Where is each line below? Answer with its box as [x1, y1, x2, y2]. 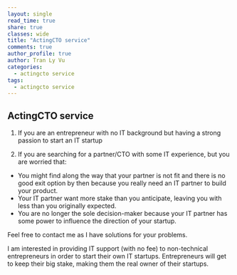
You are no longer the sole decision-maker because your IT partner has [17, 209, 228, 218]
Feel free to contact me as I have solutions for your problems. [7, 231, 188, 239]
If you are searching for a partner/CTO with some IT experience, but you [17, 150, 230, 159]
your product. [17, 187, 58, 195]
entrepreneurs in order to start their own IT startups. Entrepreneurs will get [7, 252, 226, 261]
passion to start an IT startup [17, 136, 103, 145]
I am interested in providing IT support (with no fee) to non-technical [7, 244, 209, 253]
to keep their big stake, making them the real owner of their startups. [7, 259, 209, 268]
